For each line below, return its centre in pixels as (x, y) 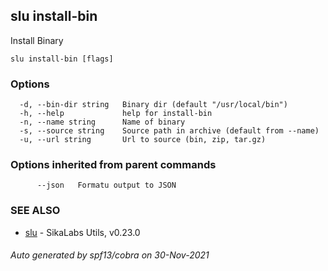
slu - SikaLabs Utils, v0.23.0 (82, 232)
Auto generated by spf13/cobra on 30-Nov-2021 (110, 255)
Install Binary (37, 40)
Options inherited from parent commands (113, 165)
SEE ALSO (35, 211)
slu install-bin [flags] (62, 59)
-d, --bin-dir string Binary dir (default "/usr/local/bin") (153, 105)
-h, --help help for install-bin (116, 114)
